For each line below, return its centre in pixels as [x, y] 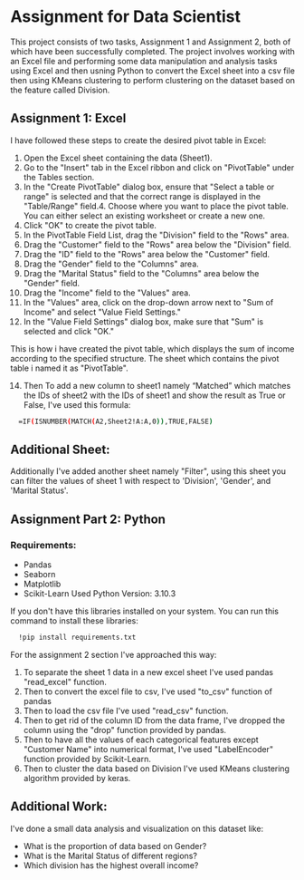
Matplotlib [42, 584]
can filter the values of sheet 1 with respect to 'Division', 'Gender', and [141, 481]
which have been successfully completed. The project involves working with [152, 51]
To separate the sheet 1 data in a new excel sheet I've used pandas [148, 672]
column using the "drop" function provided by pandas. [125, 730]
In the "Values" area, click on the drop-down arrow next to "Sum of [148, 302]
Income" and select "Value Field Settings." [102, 312]
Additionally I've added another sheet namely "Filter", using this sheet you [148, 471]
